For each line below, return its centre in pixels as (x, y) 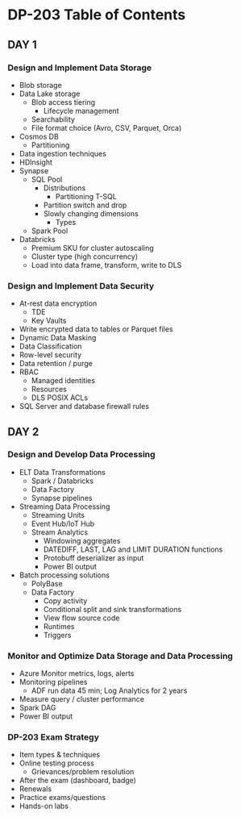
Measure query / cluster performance (82, 699)
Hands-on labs (44, 806)
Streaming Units (58, 515)
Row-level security (50, 355)
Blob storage (40, 85)
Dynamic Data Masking (58, 338)
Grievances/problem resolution (83, 772)
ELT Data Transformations (62, 472)
